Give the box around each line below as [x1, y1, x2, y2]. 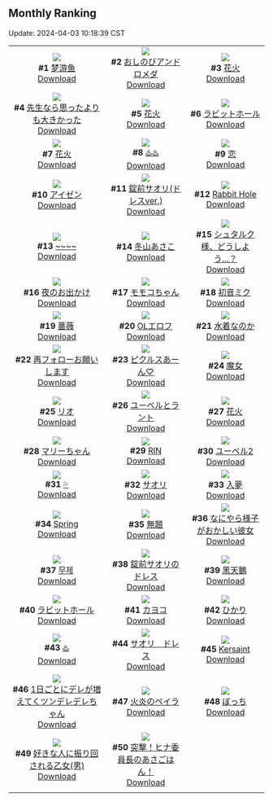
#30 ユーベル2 [197, 445, 253, 457]
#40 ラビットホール [19, 604, 95, 616]
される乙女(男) [28, 760, 85, 771]
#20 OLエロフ [119, 320, 173, 331]
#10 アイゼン [31, 189, 83, 200]
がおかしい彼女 [197, 524, 254, 536]
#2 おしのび [110, 56, 157, 68]
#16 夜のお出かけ [23, 287, 91, 298]
